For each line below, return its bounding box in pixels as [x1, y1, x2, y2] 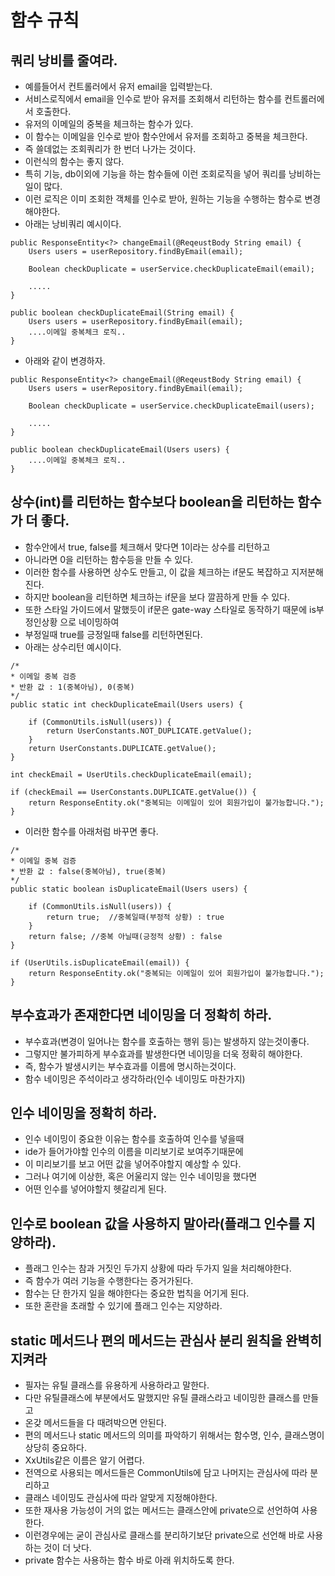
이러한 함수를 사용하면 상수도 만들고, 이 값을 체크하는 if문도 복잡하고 [24, 566, 290, 578]
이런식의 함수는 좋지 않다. [24, 156, 125, 167]
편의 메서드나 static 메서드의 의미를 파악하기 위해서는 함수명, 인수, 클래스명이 [24, 1429, 325, 1441]
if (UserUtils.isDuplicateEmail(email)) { [10, 957, 190, 968]
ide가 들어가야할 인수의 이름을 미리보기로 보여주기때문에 [24, 1146, 244, 1158]
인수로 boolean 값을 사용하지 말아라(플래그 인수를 [10, 1215, 301, 1232]
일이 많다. [24, 181, 63, 192]
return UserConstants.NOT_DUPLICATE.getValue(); [46, 726, 253, 736]
